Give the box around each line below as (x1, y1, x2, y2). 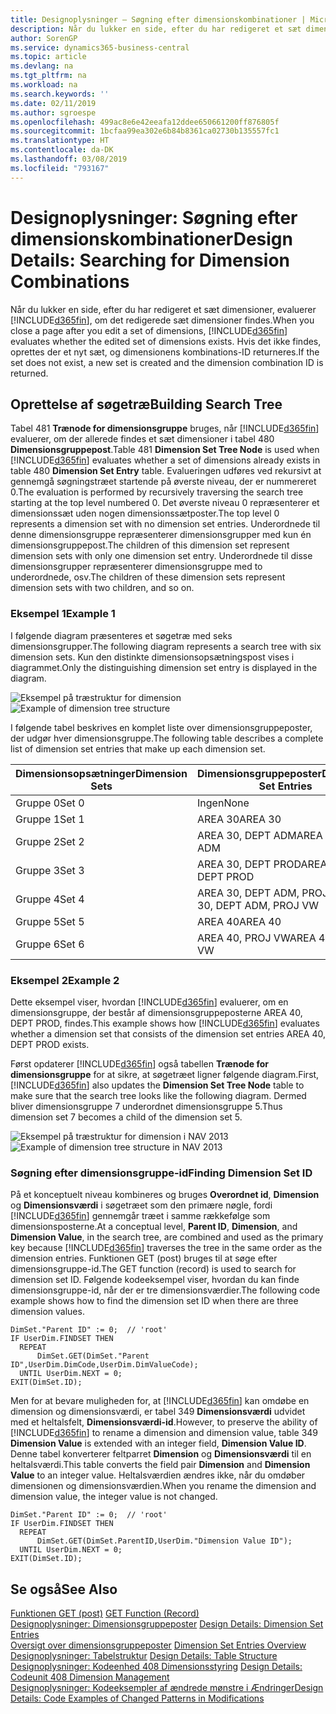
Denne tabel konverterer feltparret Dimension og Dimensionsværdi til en (10, 1448, 312, 1460)
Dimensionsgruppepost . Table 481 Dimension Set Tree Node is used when (10, 444, 320, 456)
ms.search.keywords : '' (10, 89, 110, 99)
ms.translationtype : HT (10, 136, 110, 146)
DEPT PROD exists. (10, 1038, 90, 1050)
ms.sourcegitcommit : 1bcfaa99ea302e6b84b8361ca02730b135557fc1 (10, 126, 280, 136)
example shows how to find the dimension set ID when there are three (10, 1295, 299, 1307)
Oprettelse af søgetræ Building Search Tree (10, 396, 283, 413)
